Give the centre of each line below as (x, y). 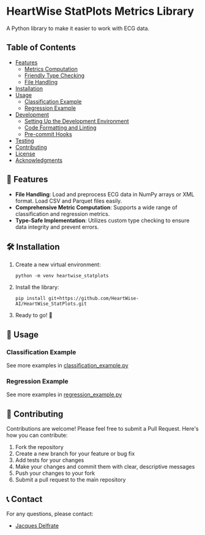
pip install (30, 299)
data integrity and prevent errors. (57, 227)
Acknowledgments (39, 160)
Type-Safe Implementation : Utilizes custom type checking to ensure (102, 220)
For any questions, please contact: (50, 514)
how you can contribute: (37, 435)
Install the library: (37, 287)
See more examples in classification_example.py (67, 366)
